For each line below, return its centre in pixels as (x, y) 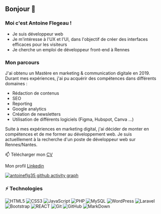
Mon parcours (22, 62)
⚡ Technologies (24, 188)
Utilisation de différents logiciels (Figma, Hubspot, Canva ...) (73, 119)
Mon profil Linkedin (25, 166)
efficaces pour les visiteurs (40, 44)
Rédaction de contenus (36, 93)
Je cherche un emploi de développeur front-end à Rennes (71, 49)
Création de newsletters (36, 114)
